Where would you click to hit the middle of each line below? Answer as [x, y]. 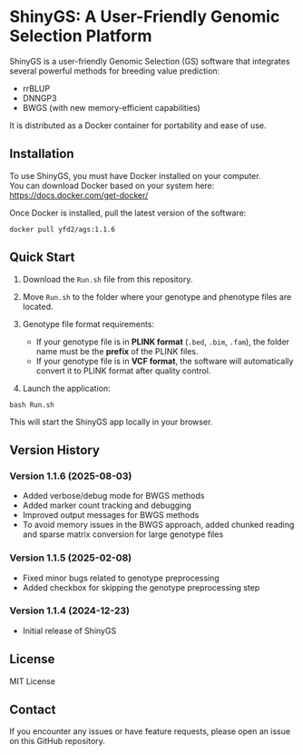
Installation [42, 154]
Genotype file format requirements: [88, 323]
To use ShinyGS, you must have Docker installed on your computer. [135, 175]
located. [38, 306]
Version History [54, 450]
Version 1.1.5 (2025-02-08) [71, 558]
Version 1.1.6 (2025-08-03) [71, 476]
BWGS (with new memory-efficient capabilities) [112, 107]
